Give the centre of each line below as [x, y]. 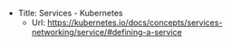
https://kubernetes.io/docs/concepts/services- [135, 23]
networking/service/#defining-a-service [107, 32]
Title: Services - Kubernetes [70, 13]
